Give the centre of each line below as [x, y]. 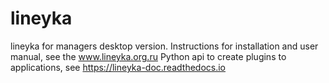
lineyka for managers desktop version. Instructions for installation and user [164, 46]
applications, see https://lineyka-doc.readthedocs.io [118, 67]
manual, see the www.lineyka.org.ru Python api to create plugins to [148, 56]
